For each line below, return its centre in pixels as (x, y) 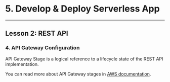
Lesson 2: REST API (37, 33)
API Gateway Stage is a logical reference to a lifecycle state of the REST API (84, 59)
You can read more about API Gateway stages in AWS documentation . (78, 74)
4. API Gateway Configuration (42, 48)
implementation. (22, 64)
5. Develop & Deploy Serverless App (83, 9)
